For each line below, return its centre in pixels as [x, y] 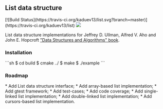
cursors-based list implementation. [40, 102]
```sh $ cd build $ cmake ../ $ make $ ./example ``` [55, 63]
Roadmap [17, 76]
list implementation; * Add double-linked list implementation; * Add [85, 96]
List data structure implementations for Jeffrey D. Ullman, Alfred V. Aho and [81, 35]
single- [151, 91]
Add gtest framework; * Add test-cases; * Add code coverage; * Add [74, 91]
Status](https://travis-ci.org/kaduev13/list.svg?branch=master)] [84, 19]
